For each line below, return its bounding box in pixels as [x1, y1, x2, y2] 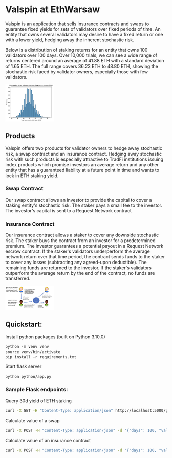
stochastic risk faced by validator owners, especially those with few [5, 68, 148, 75]
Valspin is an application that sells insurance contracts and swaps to [5, 20, 149, 27]
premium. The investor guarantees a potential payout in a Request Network [5, 243, 164, 249]
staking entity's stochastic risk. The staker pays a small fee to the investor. [5, 202, 163, 208]
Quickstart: [5, 320, 42, 329]
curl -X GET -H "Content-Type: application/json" [5, 408, 114, 413]
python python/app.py [5, 374, 52, 379]
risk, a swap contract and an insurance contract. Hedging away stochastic [5, 150, 162, 157]
